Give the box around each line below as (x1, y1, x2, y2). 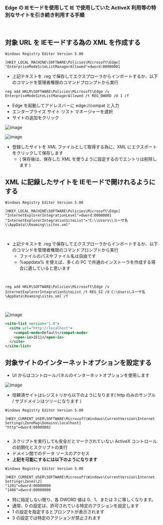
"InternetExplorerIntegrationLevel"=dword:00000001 (5, 213, 112, 217)
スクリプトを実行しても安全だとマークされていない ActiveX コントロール (12, 438, 157, 444)
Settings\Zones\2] (5, 479, 42, 484)
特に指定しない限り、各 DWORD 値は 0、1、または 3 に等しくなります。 (12, 496, 156, 502)
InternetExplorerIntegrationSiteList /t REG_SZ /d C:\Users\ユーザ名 (5, 290, 146, 294)
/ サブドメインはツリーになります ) (12, 398, 81, 404)
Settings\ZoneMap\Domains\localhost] (5, 420, 81, 425)
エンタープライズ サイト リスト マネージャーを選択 (12, 109, 113, 115)
